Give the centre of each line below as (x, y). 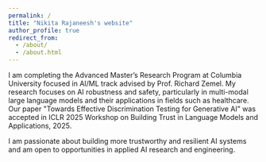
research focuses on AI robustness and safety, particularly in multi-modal (128, 92)
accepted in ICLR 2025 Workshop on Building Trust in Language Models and (133, 117)
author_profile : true (44, 30)
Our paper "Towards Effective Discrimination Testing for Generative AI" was (132, 109)
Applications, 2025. (40, 125)
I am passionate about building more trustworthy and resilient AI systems (127, 141)
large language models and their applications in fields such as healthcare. (129, 100)
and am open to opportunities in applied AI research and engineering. (122, 149)
